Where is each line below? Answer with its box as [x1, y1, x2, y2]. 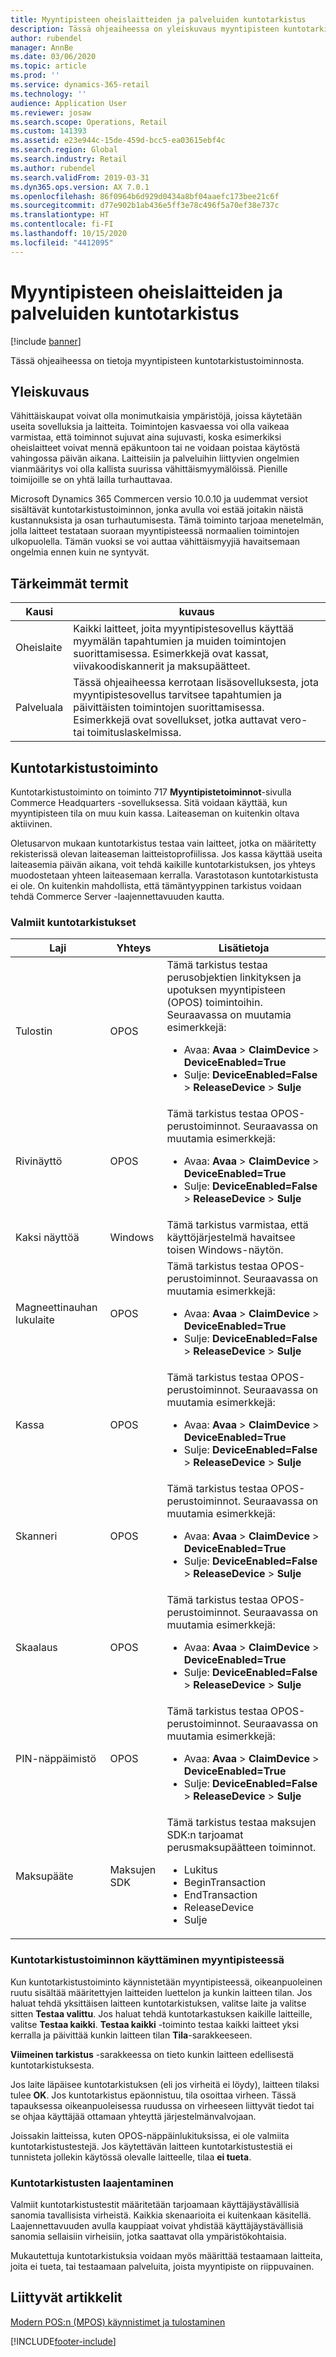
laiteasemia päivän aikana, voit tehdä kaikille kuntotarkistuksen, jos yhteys [10, 859, 316, 870]
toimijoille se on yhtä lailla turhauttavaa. [10, 474, 173, 486]
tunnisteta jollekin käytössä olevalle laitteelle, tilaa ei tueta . [10, 2151, 252, 2163]
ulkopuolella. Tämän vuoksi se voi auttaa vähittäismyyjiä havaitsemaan [10, 536, 301, 548]
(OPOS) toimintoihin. [166, 996, 263, 1010]
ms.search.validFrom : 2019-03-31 [10, 172, 150, 183]
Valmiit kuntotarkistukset [10, 915, 137, 929]
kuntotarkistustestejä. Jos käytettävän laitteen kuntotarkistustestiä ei [10, 2140, 293, 2152]
